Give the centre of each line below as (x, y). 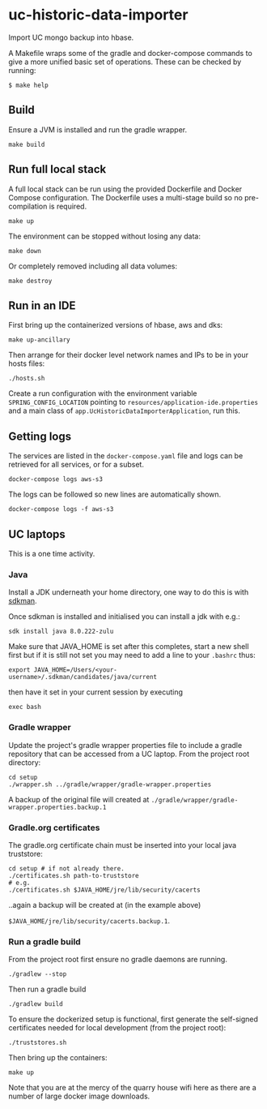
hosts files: (27, 363)
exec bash (25, 707)
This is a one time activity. (52, 554)
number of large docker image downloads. (79, 1096)
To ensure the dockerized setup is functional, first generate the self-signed (133, 1019)
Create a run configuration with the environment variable (103, 393)
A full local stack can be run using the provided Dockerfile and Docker (125, 189)
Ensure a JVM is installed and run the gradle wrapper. (98, 129)
